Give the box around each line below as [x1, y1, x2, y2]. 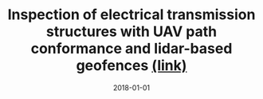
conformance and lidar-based [30, 40, 233, 57]
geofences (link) [76, 57, 187, 75]
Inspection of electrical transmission [7, 6, 256, 24]
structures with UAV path [45, 22, 218, 41]
